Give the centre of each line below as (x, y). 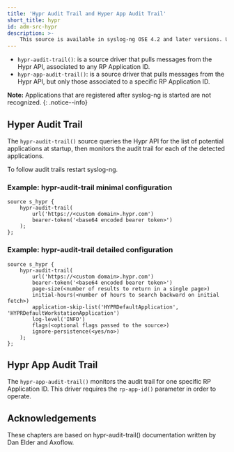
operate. (19, 396)
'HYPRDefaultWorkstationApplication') (63, 313)
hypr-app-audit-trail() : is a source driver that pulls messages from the (121, 75)
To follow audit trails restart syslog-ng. (63, 169)
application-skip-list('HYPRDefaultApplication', (106, 307)
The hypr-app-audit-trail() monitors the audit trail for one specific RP (109, 382)
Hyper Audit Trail (45, 124)
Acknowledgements (52, 418)
